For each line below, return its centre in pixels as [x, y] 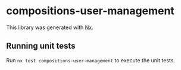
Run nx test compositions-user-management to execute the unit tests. [91, 60]
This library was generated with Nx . [50, 27]
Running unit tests [41, 46]
